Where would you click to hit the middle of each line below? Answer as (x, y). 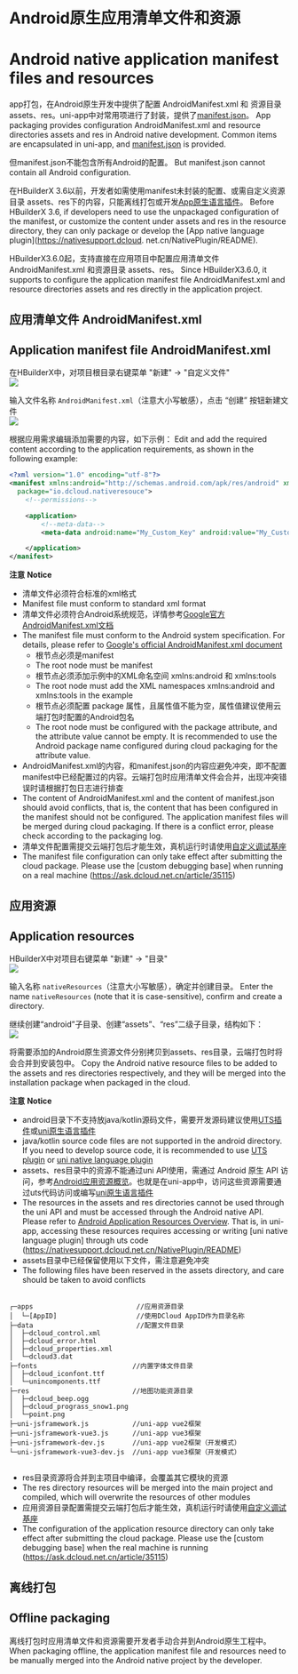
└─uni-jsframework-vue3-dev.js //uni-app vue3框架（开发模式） (125, 1453)
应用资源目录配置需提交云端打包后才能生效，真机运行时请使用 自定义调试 (154, 1508)
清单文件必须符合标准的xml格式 (79, 594)
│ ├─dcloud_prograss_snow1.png (69, 1407)
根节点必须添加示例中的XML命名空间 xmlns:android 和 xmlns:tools (156, 676)
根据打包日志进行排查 (85, 789)
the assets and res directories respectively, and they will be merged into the (148, 1073)
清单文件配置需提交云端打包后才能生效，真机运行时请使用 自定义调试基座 (154, 846)
